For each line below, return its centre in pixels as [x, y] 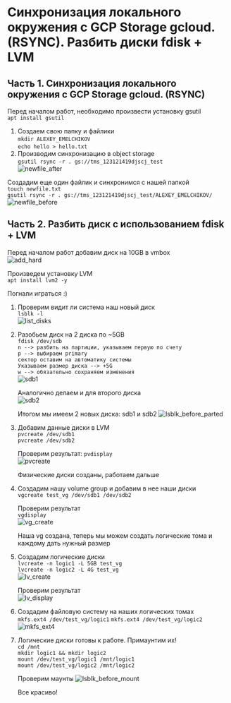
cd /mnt [29, 647]
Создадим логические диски [61, 557]
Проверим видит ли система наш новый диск [86, 307]
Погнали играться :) [38, 293]
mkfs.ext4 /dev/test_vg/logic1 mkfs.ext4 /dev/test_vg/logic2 [110, 619]
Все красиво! [37, 692]
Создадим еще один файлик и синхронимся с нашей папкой [99, 182]
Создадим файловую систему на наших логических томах [106, 611]
